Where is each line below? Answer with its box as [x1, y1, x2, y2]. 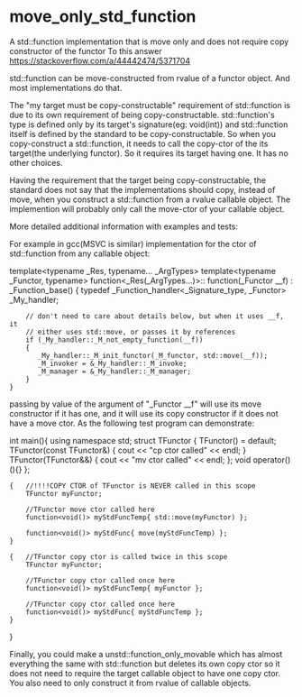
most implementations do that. [9, 82, 123, 93]
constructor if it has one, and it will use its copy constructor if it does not [9, 408, 279, 418]
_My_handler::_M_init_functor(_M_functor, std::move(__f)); [37, 351, 269, 360]
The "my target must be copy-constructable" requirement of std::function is [9, 99, 291, 110]
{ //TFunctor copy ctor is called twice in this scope [9, 552, 228, 561]
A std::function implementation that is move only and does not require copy [9, 36, 289, 47]
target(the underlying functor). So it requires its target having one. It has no [9, 147, 288, 159]
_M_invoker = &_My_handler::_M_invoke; [37, 359, 188, 368]
